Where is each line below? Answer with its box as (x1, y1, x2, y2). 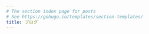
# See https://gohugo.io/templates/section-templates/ (6, 14, 144, 20)
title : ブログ (6, 19, 38, 25)
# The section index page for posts (6, 8, 96, 14)
